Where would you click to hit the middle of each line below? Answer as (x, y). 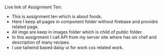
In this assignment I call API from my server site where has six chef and (84, 37)
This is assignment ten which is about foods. (57, 16)
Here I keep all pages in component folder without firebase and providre (85, 22)
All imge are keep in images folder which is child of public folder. (77, 32)
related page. (25, 27)
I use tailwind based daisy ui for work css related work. (67, 47)
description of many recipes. (41, 42)
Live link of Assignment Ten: (33, 7)
